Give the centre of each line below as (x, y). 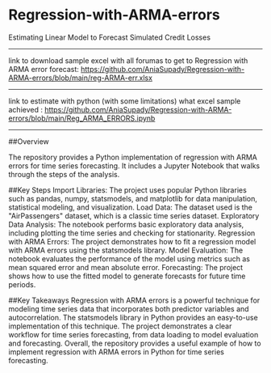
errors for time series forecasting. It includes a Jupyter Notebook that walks (134, 165)
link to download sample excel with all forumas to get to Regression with (128, 60)
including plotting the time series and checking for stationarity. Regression (132, 233)
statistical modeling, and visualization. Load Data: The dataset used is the (130, 207)
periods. (22, 284)
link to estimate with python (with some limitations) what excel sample (125, 101)
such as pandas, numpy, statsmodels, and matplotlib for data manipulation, (133, 198)
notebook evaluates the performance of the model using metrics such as (129, 259)
